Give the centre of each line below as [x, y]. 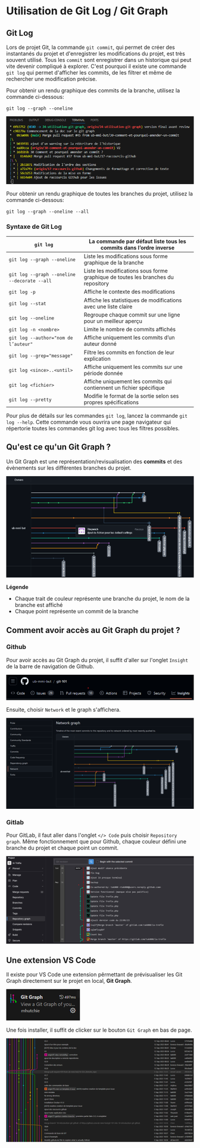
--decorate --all [30, 281]
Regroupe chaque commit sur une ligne [132, 315]
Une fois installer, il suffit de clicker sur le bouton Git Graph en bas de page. [99, 1030]
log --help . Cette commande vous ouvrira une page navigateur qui [89, 422]
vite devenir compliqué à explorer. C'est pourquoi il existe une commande [96, 66]
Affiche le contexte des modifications [129, 292]
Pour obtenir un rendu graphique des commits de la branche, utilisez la [93, 90]
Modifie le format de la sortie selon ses [131, 396]
